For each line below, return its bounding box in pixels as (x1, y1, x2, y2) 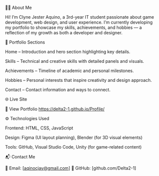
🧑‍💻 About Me (5, 5, 32, 10)
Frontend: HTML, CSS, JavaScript (5, 125, 74, 131)
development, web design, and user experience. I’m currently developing (5, 20, 153, 25)
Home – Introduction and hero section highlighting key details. (5, 49, 131, 54)
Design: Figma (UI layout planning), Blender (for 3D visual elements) (5, 135, 143, 140)
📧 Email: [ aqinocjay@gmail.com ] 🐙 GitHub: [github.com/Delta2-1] (5, 165, 136, 171)
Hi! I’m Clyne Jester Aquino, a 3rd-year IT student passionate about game (5, 14, 155, 20)
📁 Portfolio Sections (5, 39, 45, 45)
